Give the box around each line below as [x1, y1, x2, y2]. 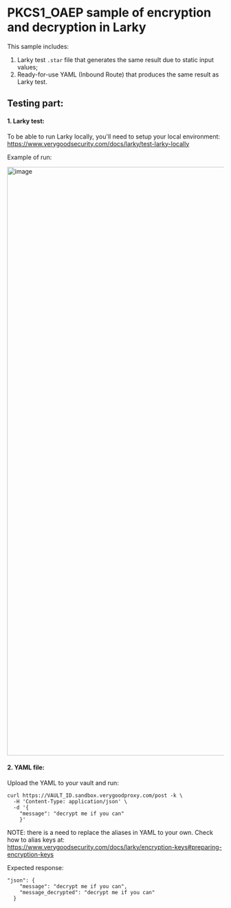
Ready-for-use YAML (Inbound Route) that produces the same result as [16, 70, 219, 79]
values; [16, 63, 38, 71]
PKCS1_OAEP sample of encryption [7, 5, 212, 21]
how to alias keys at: [7, 836, 65, 844]
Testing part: [7, 98, 64, 110]
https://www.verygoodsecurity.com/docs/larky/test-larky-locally [7, 139, 190, 148]
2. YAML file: [7, 763, 45, 771]
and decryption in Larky [7, 19, 146, 35]
